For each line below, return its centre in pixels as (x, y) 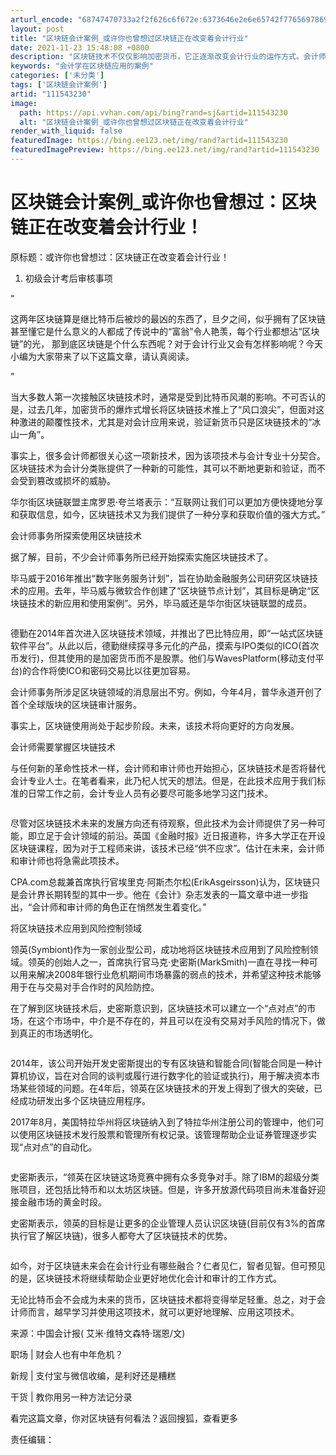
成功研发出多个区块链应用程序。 (84, 1100)
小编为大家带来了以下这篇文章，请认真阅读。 (102, 356)
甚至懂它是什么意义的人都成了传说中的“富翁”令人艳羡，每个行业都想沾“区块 (165, 331)
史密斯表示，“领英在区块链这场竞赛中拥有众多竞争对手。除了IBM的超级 (156, 1177)
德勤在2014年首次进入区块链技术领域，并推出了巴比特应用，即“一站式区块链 (167, 633)
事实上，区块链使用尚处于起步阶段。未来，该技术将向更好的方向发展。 (155, 725)
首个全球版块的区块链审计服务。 (76, 704)
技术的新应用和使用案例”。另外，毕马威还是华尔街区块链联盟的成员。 (170, 603)
